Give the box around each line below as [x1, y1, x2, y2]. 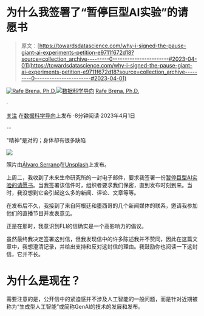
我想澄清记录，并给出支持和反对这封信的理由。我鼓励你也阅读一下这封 [22, 242, 198, 250]
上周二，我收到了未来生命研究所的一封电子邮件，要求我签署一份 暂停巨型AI [6, 174, 192, 181]
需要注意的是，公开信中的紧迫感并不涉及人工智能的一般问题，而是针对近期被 [6, 295, 198, 303]
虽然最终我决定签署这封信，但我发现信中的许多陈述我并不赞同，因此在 [6, 235, 182, 242]
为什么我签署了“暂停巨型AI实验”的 [6, 5, 178, 19]
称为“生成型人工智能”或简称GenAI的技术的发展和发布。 [6, 303, 144, 310]
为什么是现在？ [6, 274, 81, 288]
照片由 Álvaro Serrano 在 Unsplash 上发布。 [6, 160, 110, 168]
